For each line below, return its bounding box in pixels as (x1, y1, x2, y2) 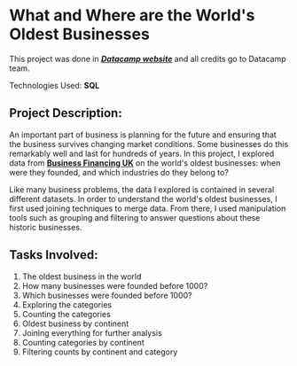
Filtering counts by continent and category (21, 347, 178, 357)
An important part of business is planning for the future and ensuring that (9, 129, 277, 140)
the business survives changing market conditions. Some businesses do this (9, 138, 289, 149)
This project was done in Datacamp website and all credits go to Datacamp (9, 53, 286, 64)
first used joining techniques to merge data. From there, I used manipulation (9, 203, 286, 214)
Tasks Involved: (9, 247, 98, 262)
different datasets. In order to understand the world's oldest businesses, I (9, 193, 277, 204)
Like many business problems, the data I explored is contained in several (9, 183, 275, 195)
